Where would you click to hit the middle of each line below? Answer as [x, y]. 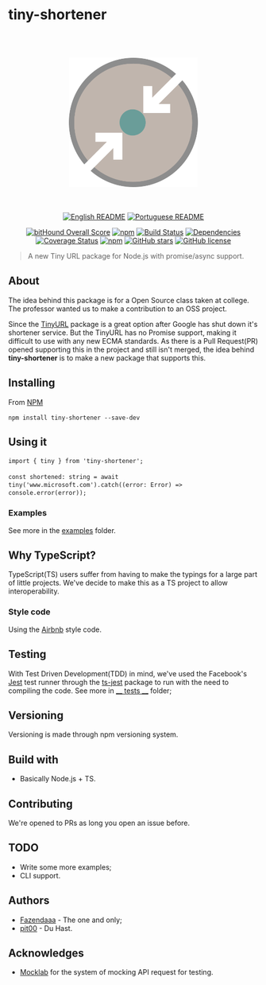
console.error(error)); [48, 493]
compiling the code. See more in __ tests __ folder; [90, 691]
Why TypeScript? [52, 556]
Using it [28, 442]
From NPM [26, 402]
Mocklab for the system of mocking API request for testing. [116, 972]
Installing [32, 383]
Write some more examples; [66, 867]
